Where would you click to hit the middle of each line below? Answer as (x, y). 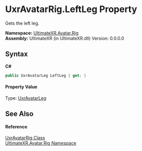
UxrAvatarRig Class (25, 138)
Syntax (17, 54)
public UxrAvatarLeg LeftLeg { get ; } (46, 75)
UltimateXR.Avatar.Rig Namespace (41, 143)
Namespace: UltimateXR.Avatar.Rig (42, 33)
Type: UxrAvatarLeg (26, 98)
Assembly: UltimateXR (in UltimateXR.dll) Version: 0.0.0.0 (65, 38)
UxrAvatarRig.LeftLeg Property (71, 9)
